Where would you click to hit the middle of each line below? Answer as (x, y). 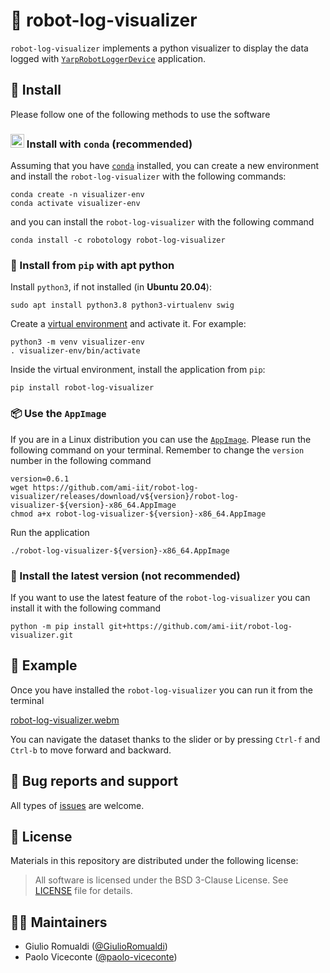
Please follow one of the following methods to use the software (140, 114)
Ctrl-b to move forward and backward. (91, 750)
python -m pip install (57, 626)
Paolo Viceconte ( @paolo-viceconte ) (101, 957)
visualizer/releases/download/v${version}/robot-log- (125, 496)
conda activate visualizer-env (75, 204)
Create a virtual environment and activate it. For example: (128, 324)
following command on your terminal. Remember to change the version (157, 450)
